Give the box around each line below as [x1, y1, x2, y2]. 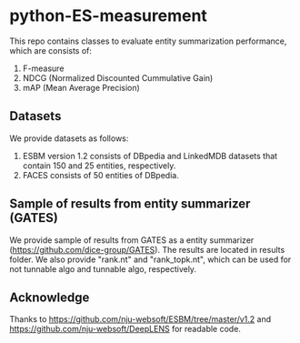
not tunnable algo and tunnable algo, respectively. [9, 263, 197, 274]
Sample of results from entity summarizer [9, 197, 251, 212]
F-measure [22, 63, 65, 74]
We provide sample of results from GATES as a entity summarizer [9, 234, 255, 246]
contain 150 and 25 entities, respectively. [22, 160, 176, 171]
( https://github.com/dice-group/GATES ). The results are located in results [9, 244, 285, 255]
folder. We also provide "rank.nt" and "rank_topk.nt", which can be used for [9, 254, 292, 265]
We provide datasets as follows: [9, 133, 129, 144]
